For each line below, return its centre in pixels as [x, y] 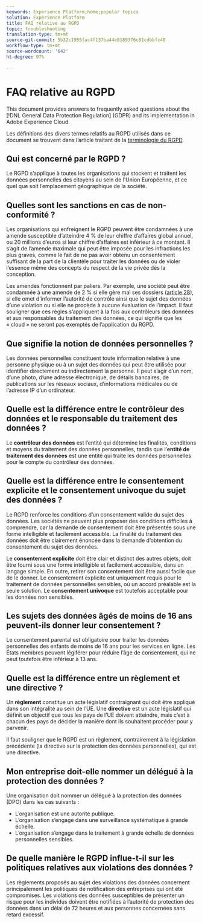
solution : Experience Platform [46, 18]
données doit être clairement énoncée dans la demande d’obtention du [94, 540]
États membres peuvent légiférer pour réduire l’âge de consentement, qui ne [101, 653]
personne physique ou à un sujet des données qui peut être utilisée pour [96, 364]
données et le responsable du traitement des [92, 419]
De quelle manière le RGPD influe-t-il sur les [90, 859]
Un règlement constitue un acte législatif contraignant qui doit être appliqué [101, 702]
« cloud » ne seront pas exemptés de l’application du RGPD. [80, 325]
